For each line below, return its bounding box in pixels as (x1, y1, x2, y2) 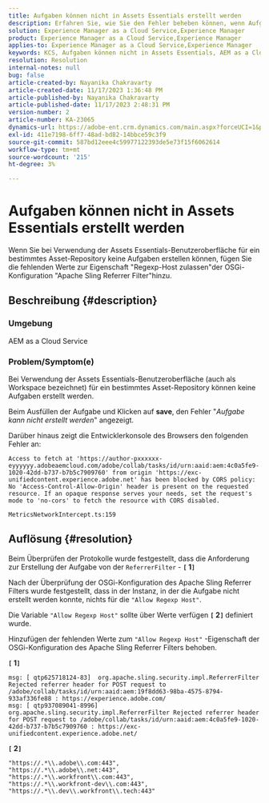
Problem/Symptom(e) (8, 356, 94, 367)
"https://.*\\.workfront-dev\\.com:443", (8, 780, 149, 788)
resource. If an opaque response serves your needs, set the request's (8, 489, 252, 498)
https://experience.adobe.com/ (62, 694, 167, 702)
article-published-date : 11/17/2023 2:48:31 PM (8, 101, 171, 109)
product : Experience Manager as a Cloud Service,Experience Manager (8, 34, 242, 42)
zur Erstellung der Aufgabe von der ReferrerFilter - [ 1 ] (8, 561, 195, 572)
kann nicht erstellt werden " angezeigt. (8, 415, 134, 425)
